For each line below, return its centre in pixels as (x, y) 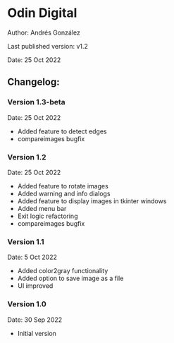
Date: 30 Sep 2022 (35, 320)
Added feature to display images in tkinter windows (92, 201)
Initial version (37, 333)
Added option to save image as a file (70, 278)
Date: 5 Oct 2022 (32, 257)
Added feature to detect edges (62, 131)
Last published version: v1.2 (48, 46)
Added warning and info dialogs (64, 193)
